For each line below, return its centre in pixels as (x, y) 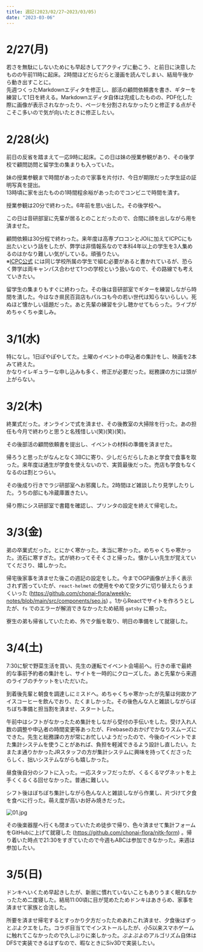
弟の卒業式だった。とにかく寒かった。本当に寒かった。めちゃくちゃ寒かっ (99, 550)
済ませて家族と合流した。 (38, 907)
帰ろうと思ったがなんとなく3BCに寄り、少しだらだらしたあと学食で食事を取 (101, 457)
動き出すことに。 (33, 82)
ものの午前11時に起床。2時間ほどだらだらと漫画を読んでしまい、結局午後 (97, 75)
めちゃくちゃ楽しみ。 (33, 312)
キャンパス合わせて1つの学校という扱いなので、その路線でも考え (113, 269)
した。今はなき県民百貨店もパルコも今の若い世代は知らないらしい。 (107, 297)
